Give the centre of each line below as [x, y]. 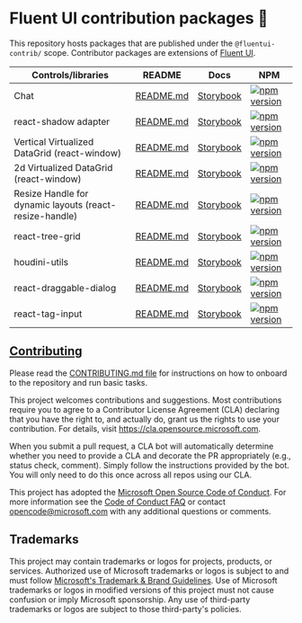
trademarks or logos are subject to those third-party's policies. [125, 609]
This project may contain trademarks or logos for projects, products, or [141, 561]
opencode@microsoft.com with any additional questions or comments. [140, 511]
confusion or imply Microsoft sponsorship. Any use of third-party [130, 599]
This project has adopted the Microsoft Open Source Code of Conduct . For [148, 492]
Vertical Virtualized [54, 141]
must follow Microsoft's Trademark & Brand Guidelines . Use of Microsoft [143, 580]
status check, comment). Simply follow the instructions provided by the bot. [150, 465]
